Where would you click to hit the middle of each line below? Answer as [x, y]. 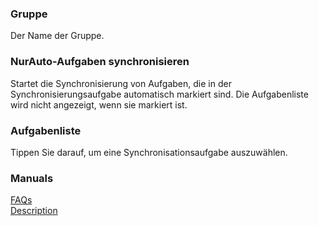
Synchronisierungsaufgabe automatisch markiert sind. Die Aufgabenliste [159, 94]
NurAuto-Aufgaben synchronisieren [100, 62]
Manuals [32, 178]
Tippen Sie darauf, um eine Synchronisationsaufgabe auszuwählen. [149, 152]
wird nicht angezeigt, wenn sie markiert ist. [99, 104]
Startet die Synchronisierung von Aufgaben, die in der [121, 83]
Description [34, 211]
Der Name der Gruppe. [57, 36]
